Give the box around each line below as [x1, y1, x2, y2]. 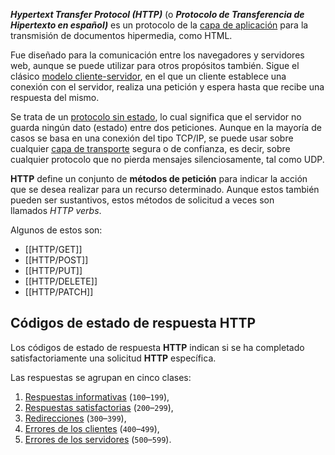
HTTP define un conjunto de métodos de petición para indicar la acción [10, 173, 308, 184]
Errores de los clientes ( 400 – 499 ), [24, 422, 160, 434]
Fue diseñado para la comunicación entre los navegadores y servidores [10, 49, 305, 61]
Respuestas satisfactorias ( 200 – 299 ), [24, 401, 174, 413]
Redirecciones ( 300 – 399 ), [24, 412, 127, 424]
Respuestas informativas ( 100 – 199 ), [24, 390, 170, 403]
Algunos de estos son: [10, 224, 103, 236]
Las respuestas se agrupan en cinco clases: [10, 371, 192, 383]
